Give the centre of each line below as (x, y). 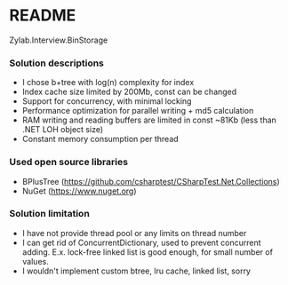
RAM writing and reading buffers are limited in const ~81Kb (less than (149, 120)
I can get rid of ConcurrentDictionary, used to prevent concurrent (141, 242)
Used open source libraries (69, 162)
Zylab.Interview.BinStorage (59, 40)
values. (35, 261)
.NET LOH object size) (63, 130)
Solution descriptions (57, 63)
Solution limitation (50, 214)
